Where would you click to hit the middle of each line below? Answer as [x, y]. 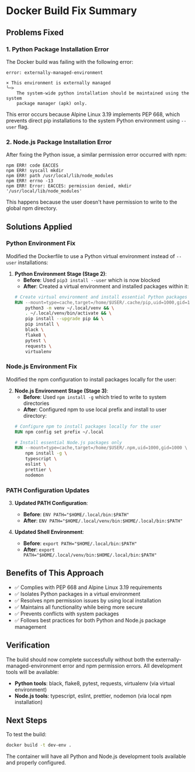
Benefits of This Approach [55, 573]
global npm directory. [32, 208]
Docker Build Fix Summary [72, 11]
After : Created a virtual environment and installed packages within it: [106, 286]
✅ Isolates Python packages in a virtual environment [77, 594]
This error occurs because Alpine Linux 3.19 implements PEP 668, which [93, 114]
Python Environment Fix [41, 243]
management [30, 627]
